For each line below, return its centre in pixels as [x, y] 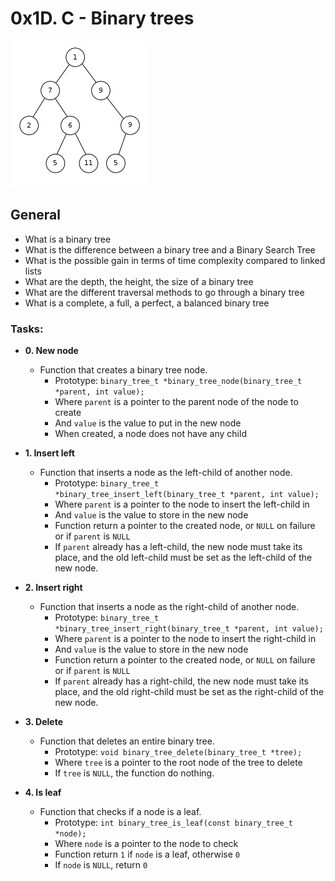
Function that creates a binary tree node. [123, 370]
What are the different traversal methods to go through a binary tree [164, 292]
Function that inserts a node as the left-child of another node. [166, 473]
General [36, 215]
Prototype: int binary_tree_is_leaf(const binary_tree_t [173, 823]
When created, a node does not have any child [150, 434]
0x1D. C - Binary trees [102, 18]
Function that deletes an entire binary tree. [127, 741]
